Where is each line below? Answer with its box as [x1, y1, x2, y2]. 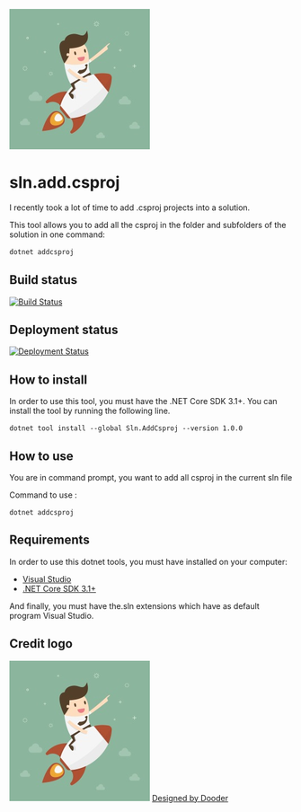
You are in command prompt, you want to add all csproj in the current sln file [9, 472, 293, 483]
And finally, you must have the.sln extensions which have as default [9, 600, 261, 611]
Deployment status [9, 322, 119, 338]
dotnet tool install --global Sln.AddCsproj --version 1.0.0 [9, 424, 243, 433]
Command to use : [9, 490, 78, 500]
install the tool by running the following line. [9, 405, 171, 417]
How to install [9, 372, 88, 387]
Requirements [9, 533, 90, 548]
